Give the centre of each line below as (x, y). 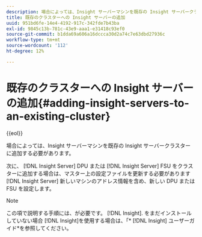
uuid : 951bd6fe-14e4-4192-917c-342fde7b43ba (63, 23)
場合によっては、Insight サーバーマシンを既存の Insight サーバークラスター (99, 145)
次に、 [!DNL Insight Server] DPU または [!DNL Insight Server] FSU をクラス (100, 166)
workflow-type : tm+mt (33, 40)
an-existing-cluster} (58, 116)
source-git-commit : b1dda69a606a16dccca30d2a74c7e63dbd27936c (86, 34)
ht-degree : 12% (25, 51)
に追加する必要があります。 (40, 153)
